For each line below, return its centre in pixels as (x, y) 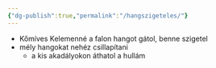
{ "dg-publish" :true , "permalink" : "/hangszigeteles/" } (98, 16)
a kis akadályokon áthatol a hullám (88, 55)
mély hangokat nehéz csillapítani (73, 47)
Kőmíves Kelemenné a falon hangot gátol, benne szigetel (114, 38)
